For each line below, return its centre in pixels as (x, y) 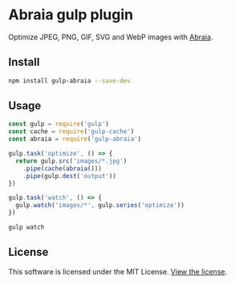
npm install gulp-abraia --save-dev (69, 81)
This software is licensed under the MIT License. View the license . (118, 271)
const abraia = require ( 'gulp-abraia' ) (75, 139)
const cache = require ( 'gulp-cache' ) (71, 132)
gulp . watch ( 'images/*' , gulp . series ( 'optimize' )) (100, 205)
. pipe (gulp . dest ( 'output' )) (69, 176)
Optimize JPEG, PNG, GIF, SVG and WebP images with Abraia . (111, 37)
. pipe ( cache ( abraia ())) (63, 168)
